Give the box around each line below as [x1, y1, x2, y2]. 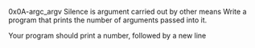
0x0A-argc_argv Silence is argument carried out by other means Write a [8, 7, 247, 16]
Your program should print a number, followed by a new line [8, 31, 207, 40]
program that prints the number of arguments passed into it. [8, 15, 208, 25]
